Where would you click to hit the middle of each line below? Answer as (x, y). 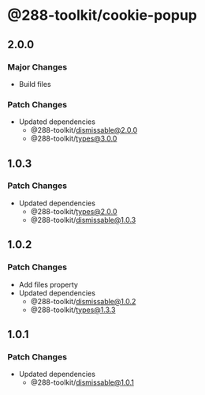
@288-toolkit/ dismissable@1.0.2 (83, 301)
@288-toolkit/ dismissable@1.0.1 (82, 382)
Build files (35, 84)
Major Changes (37, 67)
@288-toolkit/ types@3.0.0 (74, 139)
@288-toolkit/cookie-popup (102, 15)
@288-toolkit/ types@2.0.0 (74, 211)
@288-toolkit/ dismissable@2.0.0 (84, 130)
